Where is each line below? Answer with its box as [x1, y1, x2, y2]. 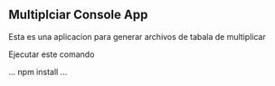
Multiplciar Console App [8, 7, 148, 23]
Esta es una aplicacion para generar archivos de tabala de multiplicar [8, 31, 266, 42]
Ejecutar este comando [8, 49, 95, 60]
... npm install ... [8, 66, 68, 77]
